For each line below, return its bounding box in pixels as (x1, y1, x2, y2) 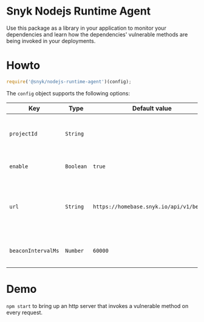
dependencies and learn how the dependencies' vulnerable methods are (6, 30, 188, 38)
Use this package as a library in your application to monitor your (6, 24, 167, 32)
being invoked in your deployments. (6, 37, 96, 44)
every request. (6, 309, 43, 316)
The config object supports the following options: (6, 89, 131, 97)
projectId (9, 130, 38, 137)
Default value (132, 104, 172, 112)
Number (64, 247, 84, 254)
